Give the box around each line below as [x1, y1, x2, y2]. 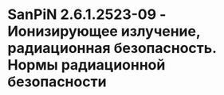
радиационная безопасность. [7, 40, 217, 57]
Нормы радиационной [7, 56, 166, 74]
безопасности [7, 73, 107, 91]
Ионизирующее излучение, [7, 22, 201, 40]
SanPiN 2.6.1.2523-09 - [7, 6, 167, 24]
